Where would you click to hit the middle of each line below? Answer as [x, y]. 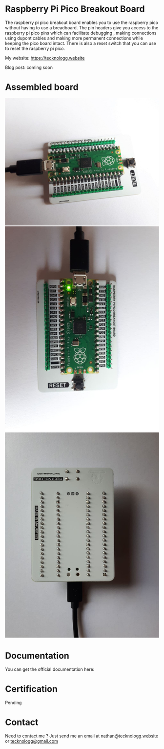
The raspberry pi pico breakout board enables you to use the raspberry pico [82, 22]
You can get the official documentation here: [50, 669]
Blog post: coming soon [29, 67]
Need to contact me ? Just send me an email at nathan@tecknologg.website [82, 736]
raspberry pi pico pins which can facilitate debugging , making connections [81, 33]
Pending [13, 703]
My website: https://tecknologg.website [45, 58]
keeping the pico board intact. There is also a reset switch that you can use [81, 43]
